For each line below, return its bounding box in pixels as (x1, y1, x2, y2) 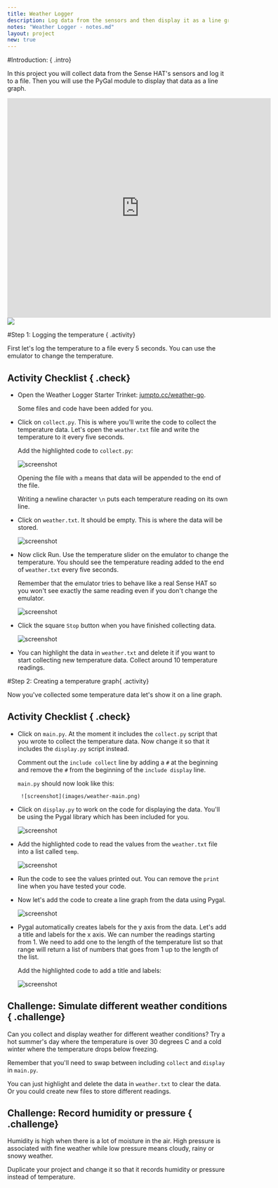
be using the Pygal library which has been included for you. (17, 812, 190, 821)
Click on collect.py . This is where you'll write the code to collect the (17, 417, 217, 426)
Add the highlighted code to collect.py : (17, 446, 133, 455)
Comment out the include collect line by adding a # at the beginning (17, 758, 218, 766)
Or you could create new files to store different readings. (7, 1087, 171, 1095)
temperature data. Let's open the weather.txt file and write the (17, 425, 200, 433)
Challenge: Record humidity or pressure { (7, 1107, 192, 1119)
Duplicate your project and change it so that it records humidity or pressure (7, 1166, 225, 1174)
